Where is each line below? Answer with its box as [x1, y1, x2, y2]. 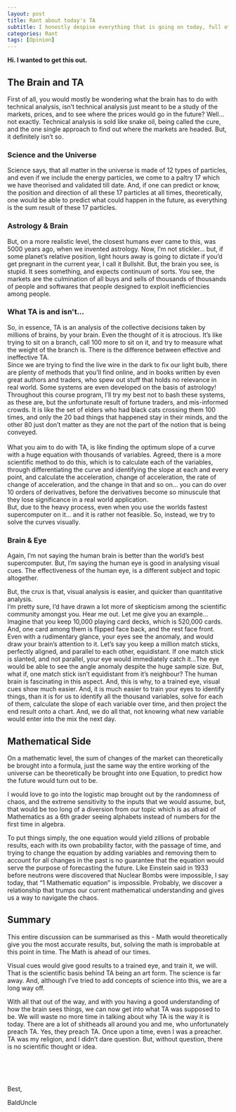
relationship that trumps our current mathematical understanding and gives [7, 886, 225, 894]
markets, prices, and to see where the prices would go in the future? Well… [7, 110, 225, 118]
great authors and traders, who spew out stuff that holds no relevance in [7, 375, 217, 384]
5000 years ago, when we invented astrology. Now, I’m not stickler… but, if [7, 245, 223, 253]
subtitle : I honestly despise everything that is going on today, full [7, 23, 221, 30]
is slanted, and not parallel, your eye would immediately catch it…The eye [7, 655, 220, 663]
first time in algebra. [7, 820, 65, 828]
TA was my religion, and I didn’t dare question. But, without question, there [7, 1034, 223, 1043]
